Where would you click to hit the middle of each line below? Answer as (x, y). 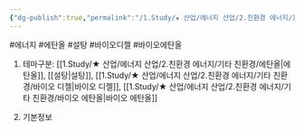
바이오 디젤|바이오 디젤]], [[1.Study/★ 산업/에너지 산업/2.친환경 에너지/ (159, 86)
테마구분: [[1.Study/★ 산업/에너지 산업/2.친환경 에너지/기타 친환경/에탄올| (153, 63)
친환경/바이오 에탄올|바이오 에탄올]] (95, 98)
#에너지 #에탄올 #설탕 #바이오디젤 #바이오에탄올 (96, 44)
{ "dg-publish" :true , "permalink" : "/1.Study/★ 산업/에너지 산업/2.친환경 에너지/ (151, 18)
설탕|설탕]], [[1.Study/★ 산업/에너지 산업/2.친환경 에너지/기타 (162, 75)
